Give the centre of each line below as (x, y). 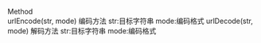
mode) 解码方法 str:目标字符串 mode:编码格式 (82, 31)
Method (20, 12)
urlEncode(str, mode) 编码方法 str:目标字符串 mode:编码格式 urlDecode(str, (130, 21)
